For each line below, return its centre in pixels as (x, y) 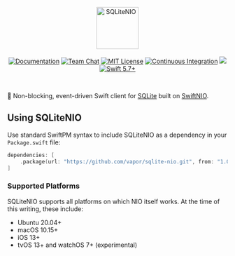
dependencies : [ (31, 155)
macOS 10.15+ (37, 230)
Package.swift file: (34, 142)
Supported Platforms (44, 186)
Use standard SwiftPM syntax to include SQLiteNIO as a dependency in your (117, 135)
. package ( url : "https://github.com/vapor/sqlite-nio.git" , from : (117, 161)
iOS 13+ (29, 237)
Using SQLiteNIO (44, 118)
